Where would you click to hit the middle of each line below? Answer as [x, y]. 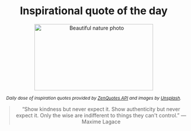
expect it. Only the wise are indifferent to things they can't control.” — [101, 115]
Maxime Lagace [101, 122]
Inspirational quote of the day [94, 11]
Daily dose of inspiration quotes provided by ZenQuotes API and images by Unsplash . [94, 98]
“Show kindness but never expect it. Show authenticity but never [101, 109]
